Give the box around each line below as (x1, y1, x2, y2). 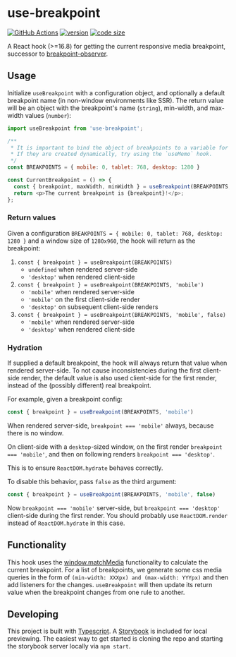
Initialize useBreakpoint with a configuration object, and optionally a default (7, 88, 225, 97)
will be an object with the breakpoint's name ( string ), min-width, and (7, 104, 209, 112)
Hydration (7, 342, 42, 352)
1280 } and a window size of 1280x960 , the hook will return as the (7, 236, 196, 245)
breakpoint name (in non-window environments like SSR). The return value (7, 96, 224, 104)
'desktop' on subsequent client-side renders (27, 302, 159, 311)
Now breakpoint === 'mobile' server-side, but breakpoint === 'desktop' (7, 503, 221, 512)
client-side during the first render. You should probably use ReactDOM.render (7, 511, 228, 519)
